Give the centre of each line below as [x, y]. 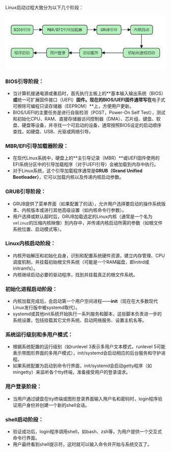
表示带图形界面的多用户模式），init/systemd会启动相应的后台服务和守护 [87, 353]
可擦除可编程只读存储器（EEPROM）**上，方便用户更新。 [73, 106]
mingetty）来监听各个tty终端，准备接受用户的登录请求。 [72, 372]
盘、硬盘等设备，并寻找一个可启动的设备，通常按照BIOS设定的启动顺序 [87, 125]
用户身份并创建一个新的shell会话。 [53, 405]
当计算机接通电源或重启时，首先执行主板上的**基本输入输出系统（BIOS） [89, 93]
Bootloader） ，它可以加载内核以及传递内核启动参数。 [68, 177]
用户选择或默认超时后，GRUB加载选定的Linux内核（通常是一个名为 [82, 216]
